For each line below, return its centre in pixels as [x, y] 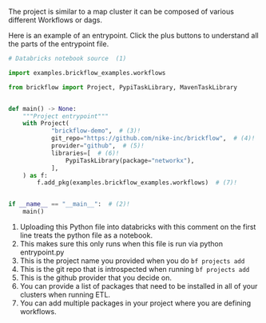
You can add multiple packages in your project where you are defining [135, 303]
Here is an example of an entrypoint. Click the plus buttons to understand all [133, 35]
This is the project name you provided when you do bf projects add [132, 261]
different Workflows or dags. [55, 20]
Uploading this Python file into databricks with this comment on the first [138, 227]
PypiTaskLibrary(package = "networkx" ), [130, 160]
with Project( [46, 124]
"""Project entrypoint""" [66, 116]
